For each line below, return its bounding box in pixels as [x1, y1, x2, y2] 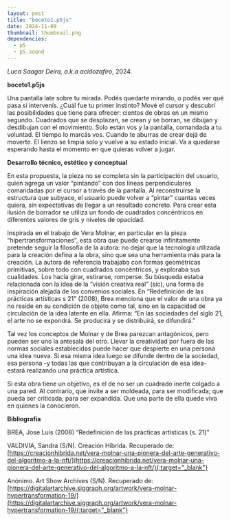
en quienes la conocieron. [7, 401, 81, 410]
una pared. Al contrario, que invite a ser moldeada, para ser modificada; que [7, 386, 223, 395]
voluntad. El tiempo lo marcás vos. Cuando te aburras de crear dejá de [7, 130, 208, 138]
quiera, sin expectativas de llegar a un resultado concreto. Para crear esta [7, 201, 217, 209]
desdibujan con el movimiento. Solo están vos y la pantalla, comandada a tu [7, 123, 222, 131]
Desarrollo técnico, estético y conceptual [7, 158, 128, 166]
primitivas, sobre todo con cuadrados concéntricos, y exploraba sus [7, 265, 201, 274]
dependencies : [7, 36, 48, 43]
